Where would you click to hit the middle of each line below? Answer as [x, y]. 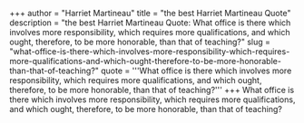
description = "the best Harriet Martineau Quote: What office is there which [150, 23]
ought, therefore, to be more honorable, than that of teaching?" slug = [140, 42]
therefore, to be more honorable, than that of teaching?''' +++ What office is [152, 90]
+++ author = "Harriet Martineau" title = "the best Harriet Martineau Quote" [150, 13]
